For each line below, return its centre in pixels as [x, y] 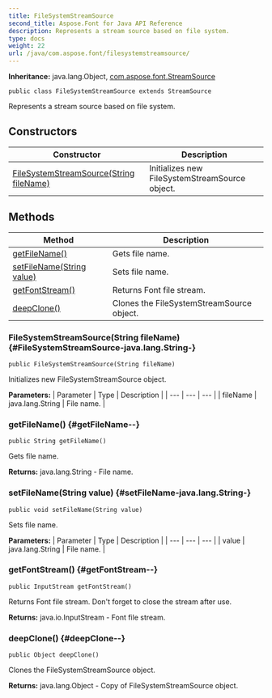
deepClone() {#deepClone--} [67, 638]
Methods [32, 217]
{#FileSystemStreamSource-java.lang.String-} [102, 347]
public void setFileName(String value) [76, 510]
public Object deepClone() [54, 655]
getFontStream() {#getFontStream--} [83, 569]
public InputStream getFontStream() [70, 586]
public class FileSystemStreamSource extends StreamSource [110, 91]
